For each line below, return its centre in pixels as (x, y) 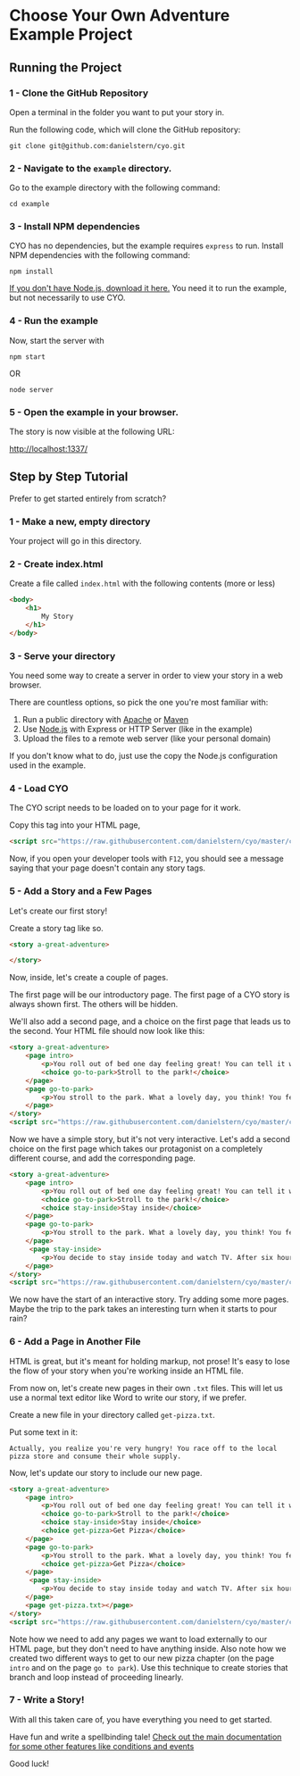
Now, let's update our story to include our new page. (106, 1472)
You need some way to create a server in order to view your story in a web (146, 676)
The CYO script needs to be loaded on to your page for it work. (125, 808)
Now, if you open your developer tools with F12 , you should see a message (146, 859)
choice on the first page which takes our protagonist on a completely (136, 1149)
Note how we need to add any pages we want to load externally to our (138, 1638)
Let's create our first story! (58, 911)
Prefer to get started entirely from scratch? (88, 498)
